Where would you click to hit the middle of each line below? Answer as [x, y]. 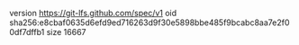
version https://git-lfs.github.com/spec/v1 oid [93, 13]
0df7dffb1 [27, 32]
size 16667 [66, 32]
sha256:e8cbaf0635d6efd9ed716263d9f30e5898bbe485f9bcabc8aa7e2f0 [149, 22]
